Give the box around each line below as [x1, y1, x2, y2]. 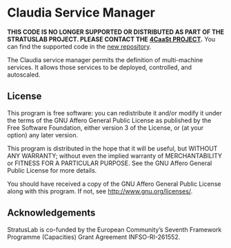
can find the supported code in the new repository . [7, 42, 152, 50]
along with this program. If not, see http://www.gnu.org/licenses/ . [7, 187, 193, 195]
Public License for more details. [7, 166, 97, 174]
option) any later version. [7, 131, 78, 139]
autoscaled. [7, 70, 41, 79]
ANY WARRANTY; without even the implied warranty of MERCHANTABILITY [7, 151, 223, 160]
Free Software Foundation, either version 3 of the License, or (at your [7, 123, 204, 132]
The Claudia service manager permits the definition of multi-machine [7, 55, 203, 64]
